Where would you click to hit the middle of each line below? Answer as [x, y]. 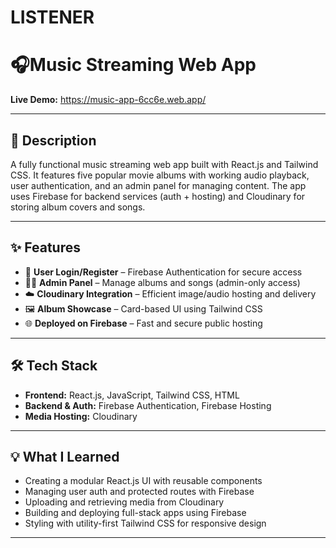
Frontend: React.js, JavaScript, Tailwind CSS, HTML [132, 395]
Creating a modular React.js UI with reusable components [143, 481]
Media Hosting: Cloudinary [81, 416]
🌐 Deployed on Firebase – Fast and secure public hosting [143, 323]
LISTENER [52, 17]
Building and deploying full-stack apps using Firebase [135, 513]
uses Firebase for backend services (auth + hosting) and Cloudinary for [158, 196]
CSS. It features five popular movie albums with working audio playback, [160, 175]
